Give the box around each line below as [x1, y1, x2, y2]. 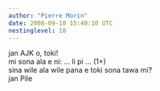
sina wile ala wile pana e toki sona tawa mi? [8, 65, 153, 75]
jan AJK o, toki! [8, 49, 59, 58]
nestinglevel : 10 [8, 26, 67, 34]
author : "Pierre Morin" [8, 11, 88, 20]
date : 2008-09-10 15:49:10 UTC [8, 19, 113, 27]
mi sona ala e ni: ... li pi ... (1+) [8, 57, 107, 66]
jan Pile [8, 73, 33, 84]
